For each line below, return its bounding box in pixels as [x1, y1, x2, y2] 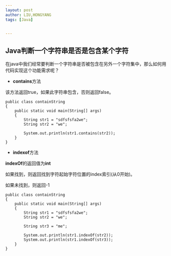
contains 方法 [12, 78, 41, 85]
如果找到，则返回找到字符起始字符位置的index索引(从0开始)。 [5, 171, 135, 178]
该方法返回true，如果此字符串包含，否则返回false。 [5, 89, 114, 95]
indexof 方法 [12, 149, 39, 155]
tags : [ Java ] [5, 17, 33, 22]
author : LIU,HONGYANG [5, 12, 52, 17]
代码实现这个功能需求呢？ [5, 67, 59, 73]
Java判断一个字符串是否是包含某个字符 [5, 46, 129, 55]
